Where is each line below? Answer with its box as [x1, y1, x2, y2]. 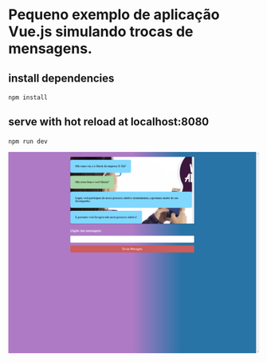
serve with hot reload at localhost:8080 [8, 115, 210, 129]
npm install [8, 93, 48, 101]
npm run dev [8, 137, 48, 145]
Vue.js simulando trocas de [8, 22, 194, 41]
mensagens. [8, 40, 93, 58]
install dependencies [8, 71, 115, 85]
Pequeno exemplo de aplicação [8, 6, 220, 24]
